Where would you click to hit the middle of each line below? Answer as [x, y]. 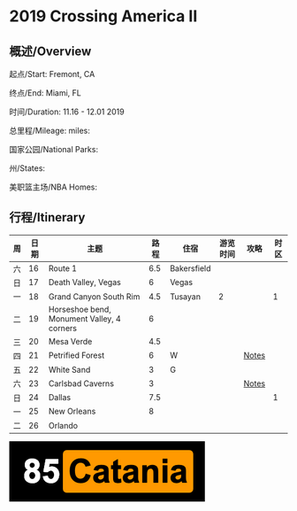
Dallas [60, 398]
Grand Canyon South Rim [94, 296]
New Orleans [72, 411]
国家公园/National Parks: [54, 149]
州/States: [27, 168]
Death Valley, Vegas [84, 283]
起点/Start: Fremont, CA [52, 74]
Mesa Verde [70, 342]
